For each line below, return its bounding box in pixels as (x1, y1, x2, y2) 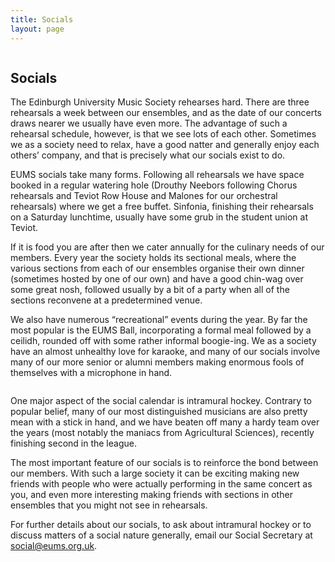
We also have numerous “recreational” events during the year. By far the (10, 314, 308, 326)
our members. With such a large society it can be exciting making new (10, 467, 300, 480)
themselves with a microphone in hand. (10, 367, 173, 379)
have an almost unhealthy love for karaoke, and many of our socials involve (10, 346, 321, 358)
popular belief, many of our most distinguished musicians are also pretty (10, 406, 308, 418)
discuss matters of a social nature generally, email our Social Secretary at (10, 529, 313, 541)
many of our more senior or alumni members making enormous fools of (10, 356, 305, 368)
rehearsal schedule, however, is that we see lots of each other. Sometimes (10, 128, 317, 140)
